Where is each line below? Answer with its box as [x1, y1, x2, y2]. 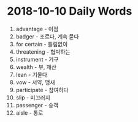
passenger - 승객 [15, 101, 59, 109]
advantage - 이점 [15, 25, 59, 32]
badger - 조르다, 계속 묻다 [15, 32, 79, 40]
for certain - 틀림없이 [15, 40, 68, 48]
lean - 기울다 [15, 71, 48, 78]
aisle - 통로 [15, 109, 44, 117]
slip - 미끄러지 [15, 93, 51, 101]
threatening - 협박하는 [15, 48, 71, 56]
